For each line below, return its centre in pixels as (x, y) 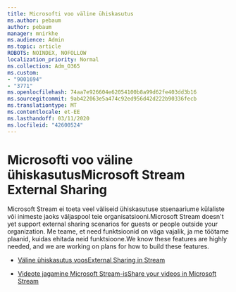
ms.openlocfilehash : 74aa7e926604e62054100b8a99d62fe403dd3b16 (102, 92)
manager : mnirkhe (33, 33)
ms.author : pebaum (34, 20)
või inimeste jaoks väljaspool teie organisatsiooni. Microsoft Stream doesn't (116, 217)
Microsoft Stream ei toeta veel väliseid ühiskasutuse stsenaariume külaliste (116, 209)
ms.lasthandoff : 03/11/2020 (49, 118)
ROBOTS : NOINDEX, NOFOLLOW (47, 53)
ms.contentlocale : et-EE (44, 112)
